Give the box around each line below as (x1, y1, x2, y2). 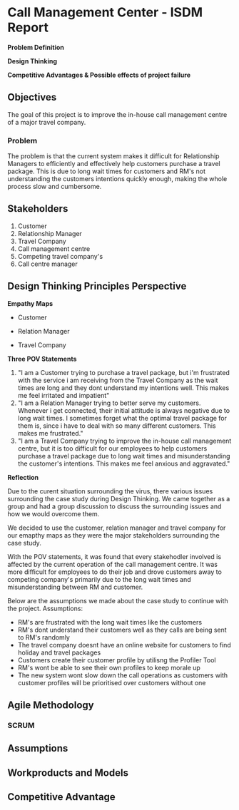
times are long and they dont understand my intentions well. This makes (17, 383, 230, 392)
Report (7, 19, 49, 36)
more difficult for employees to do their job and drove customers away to (7, 568, 223, 576)
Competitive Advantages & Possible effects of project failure (7, 71, 191, 79)
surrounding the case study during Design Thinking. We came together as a (7, 494, 230, 503)
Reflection (7, 473, 39, 481)
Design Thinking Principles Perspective (7, 280, 187, 292)
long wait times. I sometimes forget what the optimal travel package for (17, 414, 227, 422)
